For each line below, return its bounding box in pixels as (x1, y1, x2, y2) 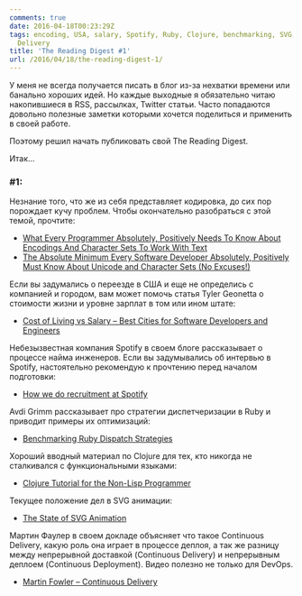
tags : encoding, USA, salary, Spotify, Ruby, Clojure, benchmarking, (9, 30, 277, 39)
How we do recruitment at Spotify (22, 389, 149, 399)
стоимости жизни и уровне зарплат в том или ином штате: (9, 298, 236, 309)
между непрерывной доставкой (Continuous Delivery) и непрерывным (9, 549, 280, 560)
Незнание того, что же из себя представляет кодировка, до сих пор (9, 196, 272, 207)
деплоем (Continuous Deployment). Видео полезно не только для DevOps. (9, 559, 294, 570)
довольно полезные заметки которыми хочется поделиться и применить (9, 109, 293, 119)
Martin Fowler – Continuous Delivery (22, 576, 158, 587)
